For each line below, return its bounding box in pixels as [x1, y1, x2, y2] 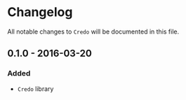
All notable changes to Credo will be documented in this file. [7, 27, 180, 36]
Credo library [17, 85, 54, 93]
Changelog [7, 4, 73, 20]
